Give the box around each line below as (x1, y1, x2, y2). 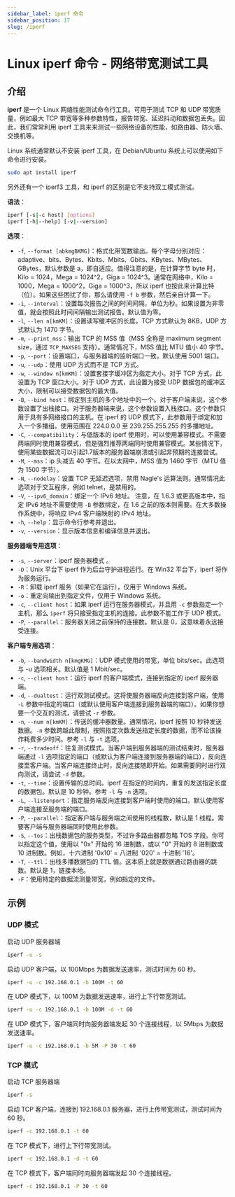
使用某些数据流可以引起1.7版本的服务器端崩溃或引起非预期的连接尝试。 (17, 448, 222, 456)
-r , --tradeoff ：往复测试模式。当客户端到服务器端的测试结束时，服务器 (17, 743, 225, 752)
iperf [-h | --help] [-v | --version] (7, 218, 108, 225)
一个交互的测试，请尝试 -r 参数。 (23, 708, 120, 717)
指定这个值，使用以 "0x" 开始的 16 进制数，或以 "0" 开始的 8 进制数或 (23, 840, 224, 848)
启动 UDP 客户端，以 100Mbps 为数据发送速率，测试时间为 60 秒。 (7, 965, 200, 973)
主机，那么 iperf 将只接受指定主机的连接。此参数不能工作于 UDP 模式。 (17, 609, 225, 617)
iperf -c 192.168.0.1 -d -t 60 (7, 1156, 99, 1163)
